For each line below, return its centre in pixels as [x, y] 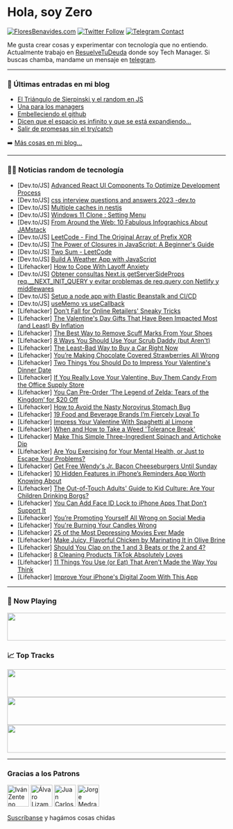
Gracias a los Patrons [44, 774]
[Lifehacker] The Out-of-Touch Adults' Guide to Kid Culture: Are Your [116, 488]
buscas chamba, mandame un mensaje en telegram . [82, 59]
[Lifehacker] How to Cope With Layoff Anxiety [83, 266]
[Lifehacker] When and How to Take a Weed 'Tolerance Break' [106, 429]
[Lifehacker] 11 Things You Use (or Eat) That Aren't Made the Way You [117, 562]
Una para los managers [51, 107]
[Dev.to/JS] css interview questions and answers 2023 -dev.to [106, 200]
